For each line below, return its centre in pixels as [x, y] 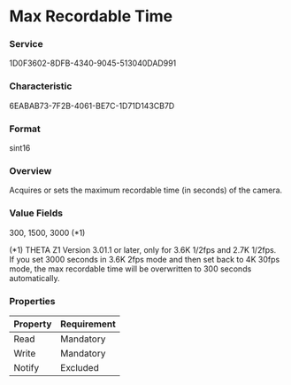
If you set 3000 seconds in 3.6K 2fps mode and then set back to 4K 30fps [145, 259]
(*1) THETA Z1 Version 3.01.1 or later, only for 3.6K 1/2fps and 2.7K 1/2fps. [143, 249]
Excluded [80, 367]
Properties [32, 301]
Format [25, 129]
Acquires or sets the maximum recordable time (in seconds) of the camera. [146, 190]
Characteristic [41, 86]
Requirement [88, 324]
